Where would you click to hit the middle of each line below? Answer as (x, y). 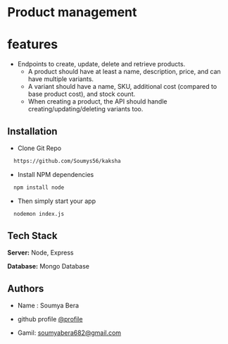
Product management (72, 12)
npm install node (39, 188)
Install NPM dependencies (56, 174)
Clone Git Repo (39, 148)
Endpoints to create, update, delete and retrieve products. (101, 64)
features (33, 45)
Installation (32, 131)
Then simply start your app (57, 201)
